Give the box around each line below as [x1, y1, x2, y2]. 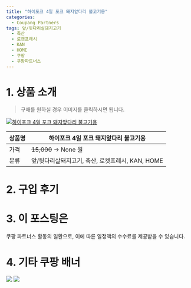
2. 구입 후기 [6, 183, 59, 196]
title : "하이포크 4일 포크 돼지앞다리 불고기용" [6, 8, 108, 15]
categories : [6, 14, 35, 20]
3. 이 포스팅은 [6, 212, 69, 225]
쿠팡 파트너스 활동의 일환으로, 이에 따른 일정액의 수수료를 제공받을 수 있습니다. [6, 232, 186, 240]
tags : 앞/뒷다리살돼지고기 [6, 25, 61, 31]
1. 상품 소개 [6, 85, 57, 99]
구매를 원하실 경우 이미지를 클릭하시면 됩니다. [20, 106, 125, 113]
